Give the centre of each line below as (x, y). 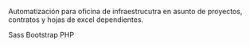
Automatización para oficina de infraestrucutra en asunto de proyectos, (125, 11)
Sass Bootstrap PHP (41, 35)
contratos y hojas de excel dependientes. (76, 20)
